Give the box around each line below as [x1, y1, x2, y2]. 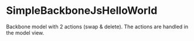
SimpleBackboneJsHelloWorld [6, 4, 158, 17]
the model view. [6, 29, 45, 36]
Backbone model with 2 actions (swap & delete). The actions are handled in [6, 23, 189, 30]
